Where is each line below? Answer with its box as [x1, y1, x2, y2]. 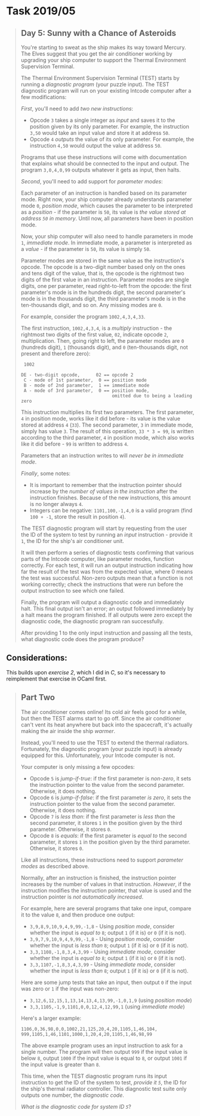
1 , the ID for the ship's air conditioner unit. [20, 538, 124, 544]
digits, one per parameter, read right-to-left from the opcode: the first [20, 283, 192, 289]
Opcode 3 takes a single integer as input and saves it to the [29, 116, 176, 124]
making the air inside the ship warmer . [20, 727, 115, 734]
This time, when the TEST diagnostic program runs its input [20, 1072, 167, 1080]
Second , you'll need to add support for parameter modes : [20, 178, 163, 185]
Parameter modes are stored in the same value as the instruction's [20, 257, 184, 264]
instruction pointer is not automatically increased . [20, 893, 144, 900]
